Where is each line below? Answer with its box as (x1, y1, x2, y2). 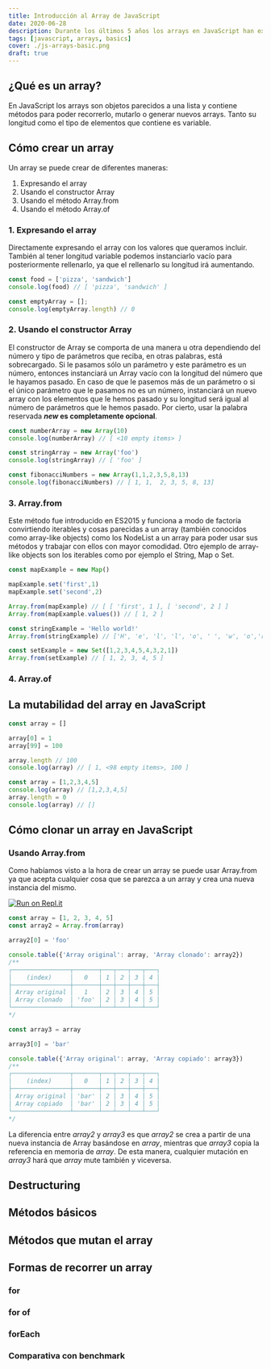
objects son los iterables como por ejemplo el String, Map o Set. (21, 550, 235, 560)
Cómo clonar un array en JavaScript (8, 823, 194, 837)
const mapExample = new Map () (8, 566, 110, 574)
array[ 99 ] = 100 (8, 741, 63, 750)
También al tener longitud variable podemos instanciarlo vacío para (8, 251, 232, 261)
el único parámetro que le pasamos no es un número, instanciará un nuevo (8, 385, 257, 395)
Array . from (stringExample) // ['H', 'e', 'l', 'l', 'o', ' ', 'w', (8, 632, 240, 640)
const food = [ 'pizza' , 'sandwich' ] (8, 275, 131, 283)
